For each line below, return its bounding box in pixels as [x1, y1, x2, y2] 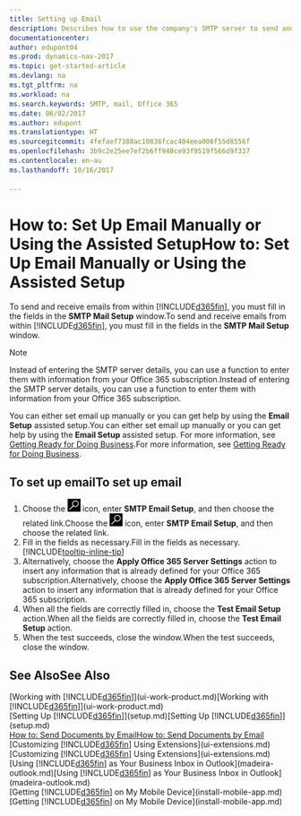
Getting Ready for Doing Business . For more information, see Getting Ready [9, 439, 287, 450]
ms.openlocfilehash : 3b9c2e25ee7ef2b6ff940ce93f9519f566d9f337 [9, 147, 251, 156]
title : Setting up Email [9, 14, 102, 23]
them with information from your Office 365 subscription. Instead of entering [9, 374, 290, 385]
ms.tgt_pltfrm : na [9, 81, 78, 90]
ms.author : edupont [9, 118, 82, 127]
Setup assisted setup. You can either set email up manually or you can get [9, 420, 281, 431]
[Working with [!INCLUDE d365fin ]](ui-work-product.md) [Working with [9, 691, 269, 702]
